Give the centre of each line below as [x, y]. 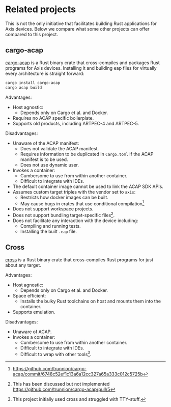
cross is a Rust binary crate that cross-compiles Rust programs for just [79, 260]
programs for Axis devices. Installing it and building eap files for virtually [81, 68]
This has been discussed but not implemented [61, 384]
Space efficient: [29, 295]
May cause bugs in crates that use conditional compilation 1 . [83, 203]
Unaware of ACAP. [32, 332]
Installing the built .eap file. [49, 231]
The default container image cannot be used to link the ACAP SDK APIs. [88, 186]
